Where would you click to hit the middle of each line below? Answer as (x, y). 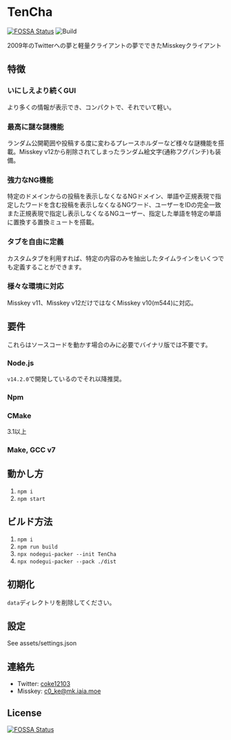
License (24, 713)
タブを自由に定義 (36, 242)
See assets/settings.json (42, 643)
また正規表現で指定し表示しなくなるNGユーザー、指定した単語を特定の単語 (114, 214)
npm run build (37, 547)
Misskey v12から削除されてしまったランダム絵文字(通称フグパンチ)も (117, 151)
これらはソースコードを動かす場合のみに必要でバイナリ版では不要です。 (109, 344)
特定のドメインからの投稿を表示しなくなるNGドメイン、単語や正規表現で (111, 196)
